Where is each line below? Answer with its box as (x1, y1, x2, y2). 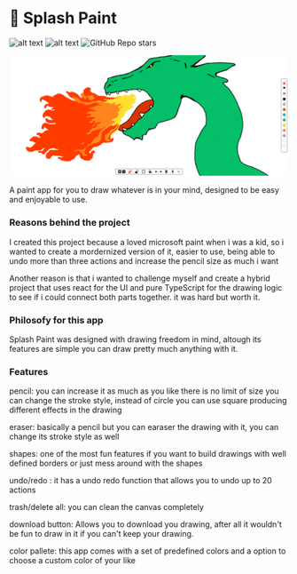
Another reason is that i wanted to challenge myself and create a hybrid (9, 273, 270, 283)
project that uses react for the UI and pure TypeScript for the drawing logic (9, 282, 283, 292)
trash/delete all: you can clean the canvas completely (9, 502, 204, 513)
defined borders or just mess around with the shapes (9, 458, 203, 469)
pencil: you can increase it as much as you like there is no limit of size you (9, 386, 279, 396)
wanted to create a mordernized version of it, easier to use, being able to (9, 246, 276, 257)
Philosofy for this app (9, 314, 104, 326)
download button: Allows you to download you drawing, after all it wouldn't (9, 519, 282, 530)
